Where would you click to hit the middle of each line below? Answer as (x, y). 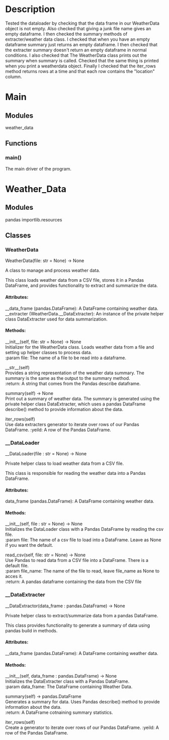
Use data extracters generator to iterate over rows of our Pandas (72, 424)
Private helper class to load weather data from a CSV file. (65, 463)
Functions (21, 144)
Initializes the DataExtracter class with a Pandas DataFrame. (67, 681)
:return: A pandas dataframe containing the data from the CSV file (73, 582)
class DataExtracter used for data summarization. (57, 319)
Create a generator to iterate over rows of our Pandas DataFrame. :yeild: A (82, 727)
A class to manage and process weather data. (53, 271)
